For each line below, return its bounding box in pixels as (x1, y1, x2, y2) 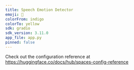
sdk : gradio (5, 26, 30, 31)
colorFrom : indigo (5, 16, 44, 21)
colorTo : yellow (5, 21, 39, 26)
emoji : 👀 (5, 12, 24, 17)
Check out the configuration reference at (5, 53, 91, 59)
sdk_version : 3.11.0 (5, 30, 49, 35)
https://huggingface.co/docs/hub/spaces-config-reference (5, 58, 129, 65)
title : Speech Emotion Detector (5, 7, 73, 12)
